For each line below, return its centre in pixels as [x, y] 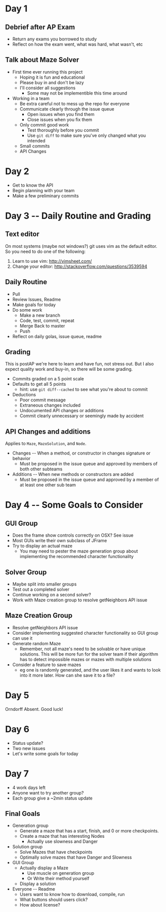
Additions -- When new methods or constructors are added [73, 474]
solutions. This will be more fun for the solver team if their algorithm [89, 654]
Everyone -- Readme [34, 889]
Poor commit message [43, 400]
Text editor [22, 234]
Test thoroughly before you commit [63, 130]
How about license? [40, 905]
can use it [22, 638]
